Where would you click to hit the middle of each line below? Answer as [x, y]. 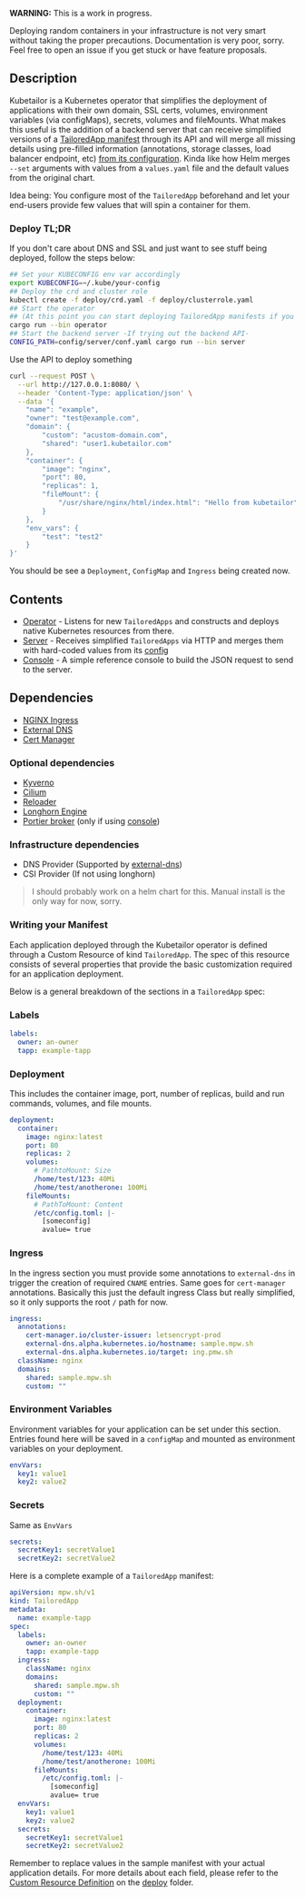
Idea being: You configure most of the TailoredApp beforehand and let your [150, 195]
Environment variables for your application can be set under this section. [145, 1429]
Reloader [39, 802]
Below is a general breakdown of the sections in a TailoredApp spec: [138, 991]
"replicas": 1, [71, 486]
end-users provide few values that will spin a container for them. [130, 204]
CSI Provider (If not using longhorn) [89, 874]
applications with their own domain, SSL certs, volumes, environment [138, 110]
